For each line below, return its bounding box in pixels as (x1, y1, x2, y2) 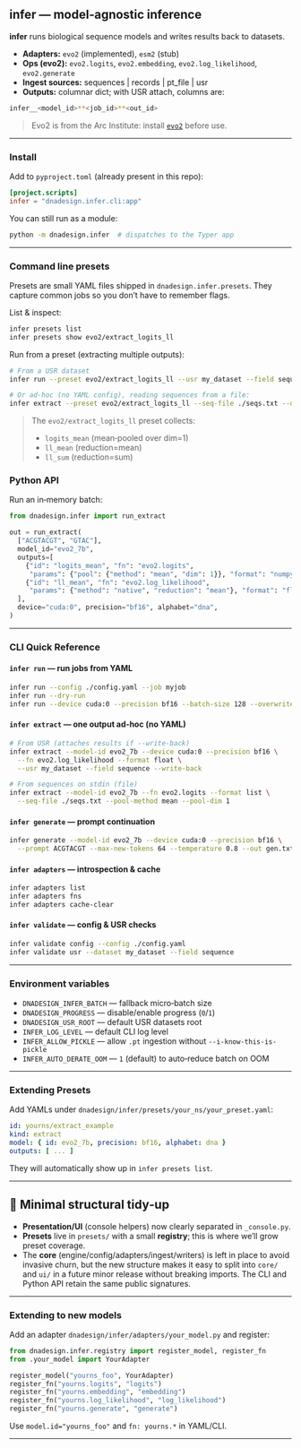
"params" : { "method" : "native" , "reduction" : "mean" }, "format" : (29, 586, 279, 595)
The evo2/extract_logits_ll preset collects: (30, 416, 195, 427)
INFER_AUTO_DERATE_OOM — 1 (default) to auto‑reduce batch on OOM (21, 1053, 270, 1064)
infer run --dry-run (9, 691, 87, 700)
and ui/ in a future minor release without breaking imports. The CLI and (21, 1268, 287, 1280)
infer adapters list (9, 883, 87, 892)
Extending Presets (9, 1083, 91, 1096)
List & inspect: (9, 306, 62, 317)
